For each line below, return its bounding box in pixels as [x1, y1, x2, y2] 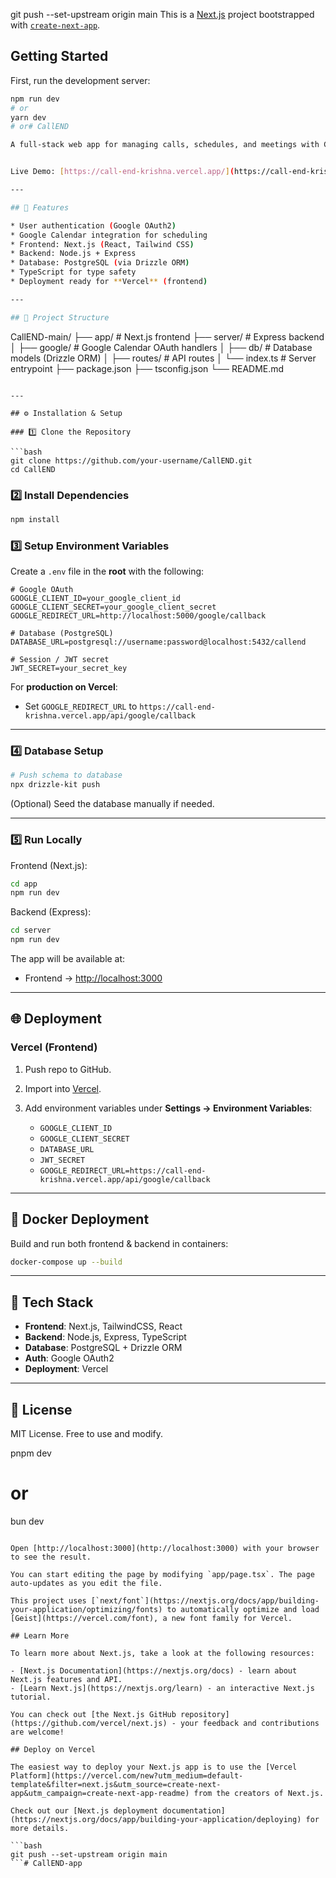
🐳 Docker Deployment [10, 1211, 150, 1228]
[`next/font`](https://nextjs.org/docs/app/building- [90, 1595, 320, 1606]
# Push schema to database [10, 770, 123, 781]
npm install [10, 514, 60, 524]
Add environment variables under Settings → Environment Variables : [24, 1102, 313, 1114]
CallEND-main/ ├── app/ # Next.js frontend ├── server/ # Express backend [10, 330, 325, 343]
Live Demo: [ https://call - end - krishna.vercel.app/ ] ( [10, 167, 235, 177]
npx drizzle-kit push [10, 780, 101, 790]
